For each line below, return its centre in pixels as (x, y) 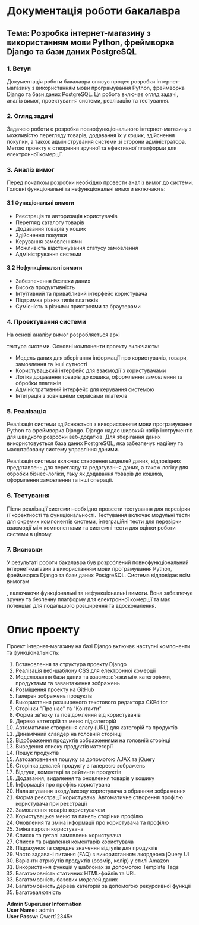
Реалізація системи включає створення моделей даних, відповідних (94, 461)
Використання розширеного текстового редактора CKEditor (91, 702)
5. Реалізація (26, 412)
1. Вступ (19, 69)
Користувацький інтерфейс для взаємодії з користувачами (91, 370)
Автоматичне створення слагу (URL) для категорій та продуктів (96, 728)
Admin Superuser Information (44, 904)
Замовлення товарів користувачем (60, 810)
